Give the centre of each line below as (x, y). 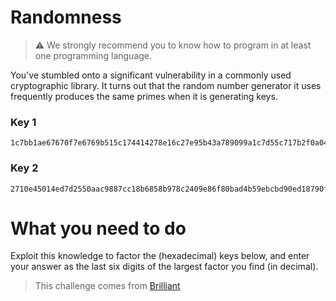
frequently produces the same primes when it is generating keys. (144, 96)
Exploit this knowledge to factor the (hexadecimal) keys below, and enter (160, 256)
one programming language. (93, 55)
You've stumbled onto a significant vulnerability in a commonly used (151, 75)
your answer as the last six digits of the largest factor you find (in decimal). (164, 267)
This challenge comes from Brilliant (107, 286)
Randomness (66, 17)
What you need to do (98, 228)
